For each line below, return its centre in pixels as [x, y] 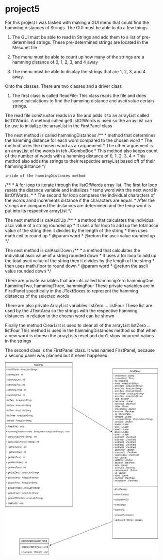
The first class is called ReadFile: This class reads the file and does [79, 96]
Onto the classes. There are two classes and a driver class [64, 86]
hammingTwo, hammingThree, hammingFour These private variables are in [80, 286]
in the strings [18, 341]
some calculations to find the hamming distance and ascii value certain [83, 100]
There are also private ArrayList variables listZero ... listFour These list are [79, 305]
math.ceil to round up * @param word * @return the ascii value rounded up [80, 235]
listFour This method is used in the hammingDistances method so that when [81, 330]
